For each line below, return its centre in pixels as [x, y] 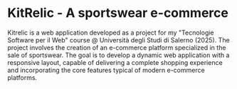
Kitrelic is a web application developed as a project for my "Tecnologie [111, 32]
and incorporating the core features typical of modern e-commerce [106, 70]
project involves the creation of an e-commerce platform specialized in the [117, 47]
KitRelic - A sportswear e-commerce [118, 13]
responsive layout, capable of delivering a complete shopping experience [115, 62]
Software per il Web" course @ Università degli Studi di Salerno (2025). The [118, 40]
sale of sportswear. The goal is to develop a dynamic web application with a [118, 55]
